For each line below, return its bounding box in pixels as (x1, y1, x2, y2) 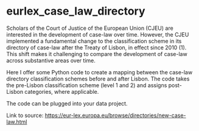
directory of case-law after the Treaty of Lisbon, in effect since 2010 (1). (6, 44, 187, 51)
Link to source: (6, 112, 44, 119)
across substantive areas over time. (6, 57, 96, 64)
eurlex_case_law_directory (6, 4, 145, 18)
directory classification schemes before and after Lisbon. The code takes (6, 75, 190, 82)
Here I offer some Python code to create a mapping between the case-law (6, 68, 193, 76)
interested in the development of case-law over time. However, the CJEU (6, 30, 189, 38)
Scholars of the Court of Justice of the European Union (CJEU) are (6, 24, 173, 32)
